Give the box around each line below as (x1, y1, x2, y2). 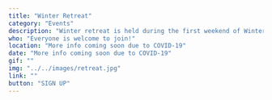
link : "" (8, 72, 38, 80)
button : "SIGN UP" (8, 79, 70, 87)
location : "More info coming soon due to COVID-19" (8, 42, 186, 50)
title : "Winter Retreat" (8, 11, 92, 20)
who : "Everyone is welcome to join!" (8, 34, 136, 43)
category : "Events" (8, 19, 74, 27)
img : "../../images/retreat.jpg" (8, 65, 121, 73)
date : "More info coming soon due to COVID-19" (8, 49, 172, 57)
